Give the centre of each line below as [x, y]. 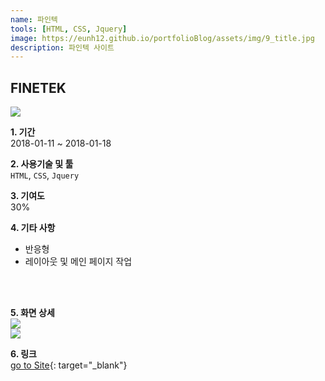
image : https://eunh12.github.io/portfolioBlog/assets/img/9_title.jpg [162, 38]
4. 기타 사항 [33, 228]
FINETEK [38, 87]
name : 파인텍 [34, 19]
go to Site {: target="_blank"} [69, 365]
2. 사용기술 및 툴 [42, 164]
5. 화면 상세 [32, 313]
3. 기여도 [27, 196]
